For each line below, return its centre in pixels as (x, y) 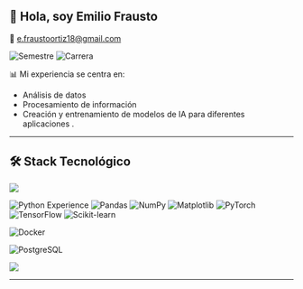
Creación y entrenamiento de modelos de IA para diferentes (133, 114)
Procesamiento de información (79, 104)
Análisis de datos (54, 95)
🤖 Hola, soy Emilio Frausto (83, 17)
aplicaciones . (48, 124)
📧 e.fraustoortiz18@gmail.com (65, 38)
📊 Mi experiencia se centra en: (67, 74)
